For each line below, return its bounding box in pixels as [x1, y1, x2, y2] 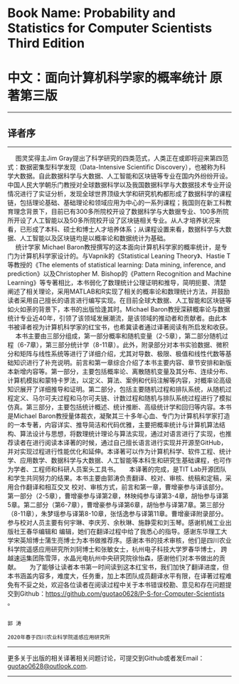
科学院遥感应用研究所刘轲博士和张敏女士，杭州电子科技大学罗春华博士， [7, 545, 219, 553]
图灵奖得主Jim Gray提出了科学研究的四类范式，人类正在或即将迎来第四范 [15, 154, 229, 162]
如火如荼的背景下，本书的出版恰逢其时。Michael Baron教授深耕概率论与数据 [7, 304, 230, 314]
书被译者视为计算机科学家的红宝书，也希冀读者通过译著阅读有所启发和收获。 [7, 322, 232, 331]
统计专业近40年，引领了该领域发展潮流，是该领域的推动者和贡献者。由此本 [7, 314, 228, 322]
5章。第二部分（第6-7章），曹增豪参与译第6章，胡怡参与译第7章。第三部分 [7, 500, 225, 509]
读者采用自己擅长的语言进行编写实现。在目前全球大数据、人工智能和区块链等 [7, 296, 232, 304]
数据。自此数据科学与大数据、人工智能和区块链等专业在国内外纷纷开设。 [19, 171, 232, 180]
